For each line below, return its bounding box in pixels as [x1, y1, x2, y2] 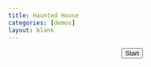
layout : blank [8, 26, 55, 34]
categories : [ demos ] [8, 19, 76, 27]
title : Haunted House [8, 11, 79, 20]
